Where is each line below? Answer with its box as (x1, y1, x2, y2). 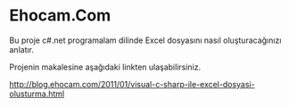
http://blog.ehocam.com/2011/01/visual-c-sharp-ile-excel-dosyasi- (9, 78, 256, 89)
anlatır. (9, 44, 34, 54)
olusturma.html (9, 88, 65, 99)
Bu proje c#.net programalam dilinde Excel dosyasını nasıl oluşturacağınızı (9, 35, 282, 45)
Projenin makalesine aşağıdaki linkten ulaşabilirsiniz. (9, 62, 202, 72)
